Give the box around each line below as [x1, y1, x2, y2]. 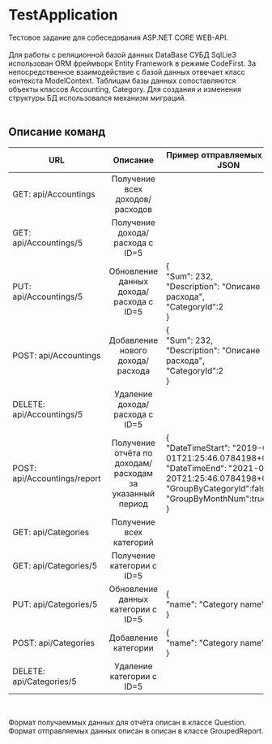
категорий [113, 536, 154, 547]
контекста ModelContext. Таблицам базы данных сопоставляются [8, 76, 236, 85]
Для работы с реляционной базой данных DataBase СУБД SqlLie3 [8, 50, 237, 59]
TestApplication [8, 6, 118, 24]
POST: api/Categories [12, 637, 96, 648]
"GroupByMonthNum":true [165, 493, 267, 504]
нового [119, 344, 147, 356]
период [118, 498, 148, 509]
